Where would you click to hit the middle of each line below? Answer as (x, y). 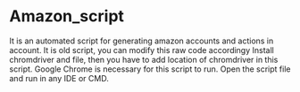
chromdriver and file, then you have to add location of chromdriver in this (144, 59)
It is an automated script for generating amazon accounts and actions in (142, 41)
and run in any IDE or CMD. (59, 78)
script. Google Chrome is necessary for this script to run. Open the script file (150, 69)
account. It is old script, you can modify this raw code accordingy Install (142, 50)
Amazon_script (67, 16)
